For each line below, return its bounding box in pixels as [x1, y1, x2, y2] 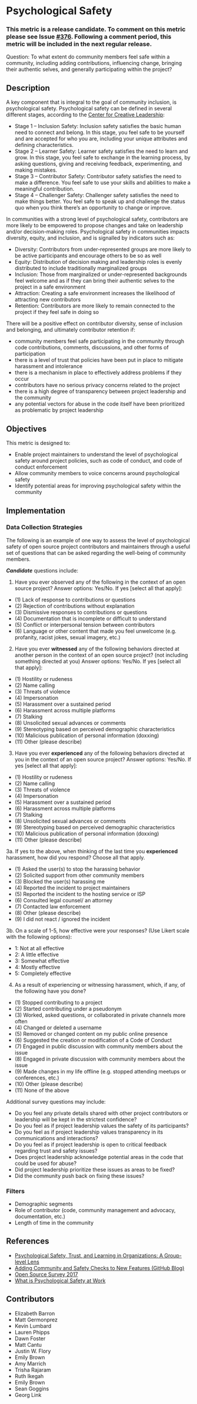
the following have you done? [14, 987, 86, 994]
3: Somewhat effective [14, 957, 69, 964]
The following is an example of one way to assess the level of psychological [6, 536, 190, 544]
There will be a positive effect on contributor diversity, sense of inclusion [6, 320, 183, 327]
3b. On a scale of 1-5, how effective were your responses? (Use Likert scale [6, 927, 190, 934]
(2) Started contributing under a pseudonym [14, 1005, 122, 1012]
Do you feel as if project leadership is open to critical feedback [14, 1141, 167, 1148]
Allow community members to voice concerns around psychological [14, 470, 180, 477]
